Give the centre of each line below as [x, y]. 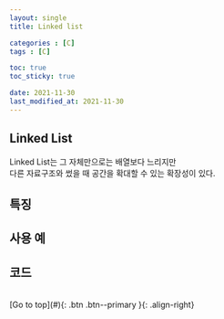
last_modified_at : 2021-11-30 [67, 101]
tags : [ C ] [30, 51]
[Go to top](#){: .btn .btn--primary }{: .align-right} [102, 305]
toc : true [28, 68]
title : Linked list [46, 27]
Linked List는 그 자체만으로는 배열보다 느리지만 [93, 162]
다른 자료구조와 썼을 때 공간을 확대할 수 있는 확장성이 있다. [112, 173]
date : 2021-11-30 [42, 93]
